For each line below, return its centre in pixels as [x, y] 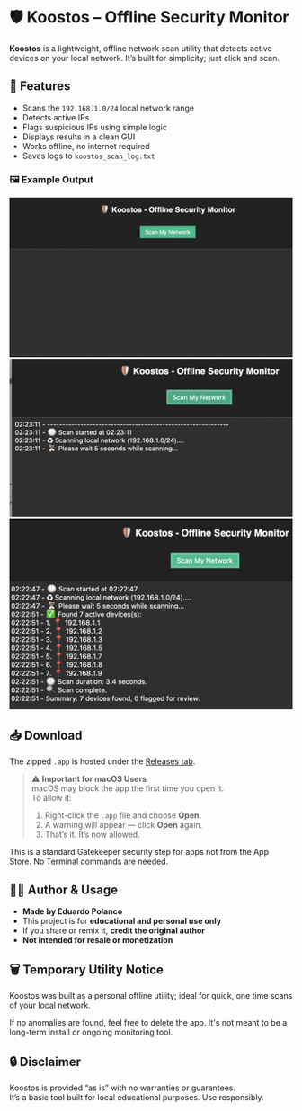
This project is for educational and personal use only [122, 921]
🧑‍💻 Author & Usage [64, 889]
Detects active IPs [56, 117]
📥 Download [46, 736]
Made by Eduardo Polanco [72, 911]
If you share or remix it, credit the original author [113, 930]
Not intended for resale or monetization [98, 940]
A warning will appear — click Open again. [124, 825]
